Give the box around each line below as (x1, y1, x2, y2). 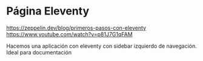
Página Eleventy (6, 4, 90, 18)
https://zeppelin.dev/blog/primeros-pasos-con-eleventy (6, 24, 147, 31)
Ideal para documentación (6, 48, 72, 56)
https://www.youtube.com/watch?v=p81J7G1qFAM (6, 30, 133, 37)
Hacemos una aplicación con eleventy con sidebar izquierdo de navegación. (6, 42, 197, 50)
